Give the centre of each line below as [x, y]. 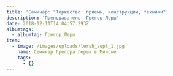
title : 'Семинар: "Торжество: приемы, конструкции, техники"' [87, 12]
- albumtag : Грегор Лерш [44, 35]
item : [13, 40]
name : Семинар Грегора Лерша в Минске [67, 52]
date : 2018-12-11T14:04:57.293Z [48, 23]
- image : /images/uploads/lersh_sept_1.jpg [68, 47]
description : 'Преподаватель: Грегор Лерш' [63, 18]
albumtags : [20, 29]
